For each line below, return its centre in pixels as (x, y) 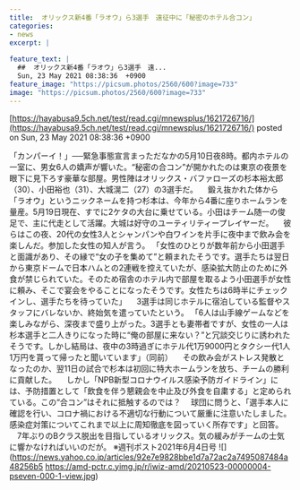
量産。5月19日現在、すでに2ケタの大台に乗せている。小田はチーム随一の (143, 211)
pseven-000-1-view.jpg (52, 476)
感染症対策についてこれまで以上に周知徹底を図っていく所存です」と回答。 (146, 424)
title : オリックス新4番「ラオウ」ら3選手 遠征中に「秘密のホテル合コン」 (133, 17)
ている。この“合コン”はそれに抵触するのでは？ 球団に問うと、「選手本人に (149, 402)
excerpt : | (30, 43)
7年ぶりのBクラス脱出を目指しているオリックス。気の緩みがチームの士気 (150, 435)
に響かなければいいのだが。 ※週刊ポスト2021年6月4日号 (113, 447)
